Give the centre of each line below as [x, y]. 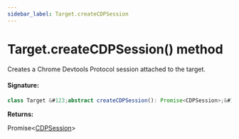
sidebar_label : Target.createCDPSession [68, 14]
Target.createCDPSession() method [115, 49]
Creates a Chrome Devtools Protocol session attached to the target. [107, 69]
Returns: [21, 114]
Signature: [23, 86]
